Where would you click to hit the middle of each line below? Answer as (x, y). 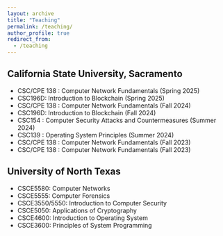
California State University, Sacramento (95, 74)
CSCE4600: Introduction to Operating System (82, 218)
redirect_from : (29, 40)
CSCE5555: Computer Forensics (64, 196)
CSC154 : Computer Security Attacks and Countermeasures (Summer (117, 120)
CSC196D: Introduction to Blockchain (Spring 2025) (91, 98)
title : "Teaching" (34, 20)
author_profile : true (39, 33)
